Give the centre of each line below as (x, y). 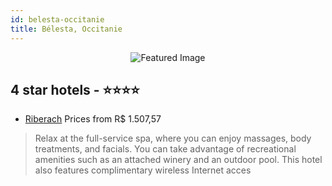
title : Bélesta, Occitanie (66, 29)
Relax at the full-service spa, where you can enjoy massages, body (173, 138)
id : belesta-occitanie (57, 19)
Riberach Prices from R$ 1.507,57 (93, 119)
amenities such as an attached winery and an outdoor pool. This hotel (178, 160)
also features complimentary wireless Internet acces (143, 170)
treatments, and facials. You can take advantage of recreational (165, 149)
